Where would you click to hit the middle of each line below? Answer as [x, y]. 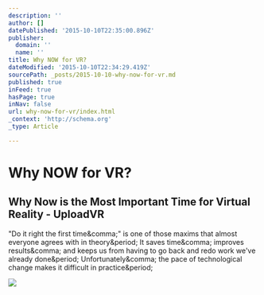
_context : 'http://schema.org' [60, 119]
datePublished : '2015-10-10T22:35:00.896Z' [82, 30]
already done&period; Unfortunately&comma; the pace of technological [125, 258]
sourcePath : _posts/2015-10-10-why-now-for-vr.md [92, 75]
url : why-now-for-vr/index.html [62, 112]
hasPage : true [32, 97]
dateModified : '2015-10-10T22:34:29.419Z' [80, 68]
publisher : [26, 38]
